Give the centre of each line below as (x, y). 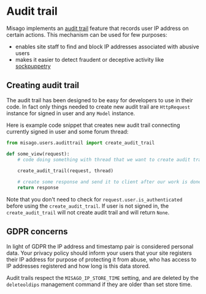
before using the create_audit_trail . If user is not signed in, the (88, 206)
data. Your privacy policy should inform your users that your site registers (99, 253)
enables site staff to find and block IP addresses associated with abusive (107, 47)
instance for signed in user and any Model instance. (71, 113)
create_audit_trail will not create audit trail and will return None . (88, 212)
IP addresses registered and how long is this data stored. (78, 266)
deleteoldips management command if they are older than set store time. (99, 284)
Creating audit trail (43, 85)
